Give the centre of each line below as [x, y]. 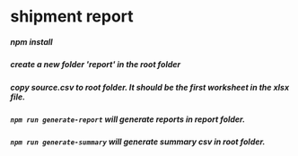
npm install [31, 41]
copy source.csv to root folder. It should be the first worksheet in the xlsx [150, 87]
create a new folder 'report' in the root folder [96, 65]
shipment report [72, 17]
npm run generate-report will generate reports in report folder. [128, 119]
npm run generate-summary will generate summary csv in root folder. [138, 142]
